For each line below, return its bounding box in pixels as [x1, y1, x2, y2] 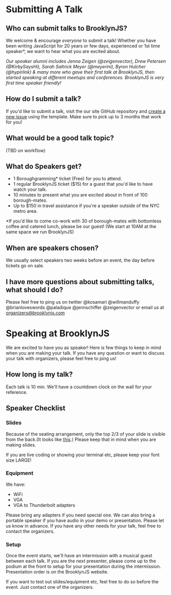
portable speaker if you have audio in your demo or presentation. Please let [6, 517, 164, 524]
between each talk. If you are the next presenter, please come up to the [6, 558, 156, 564]
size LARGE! [6, 457, 32, 463]
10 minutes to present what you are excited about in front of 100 [13, 192, 148, 198]
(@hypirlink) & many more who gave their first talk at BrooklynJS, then [6, 69, 155, 75]
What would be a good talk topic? [6, 134, 114, 142]
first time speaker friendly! [6, 80, 62, 86]
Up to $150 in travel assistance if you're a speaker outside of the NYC [13, 203, 160, 209]
